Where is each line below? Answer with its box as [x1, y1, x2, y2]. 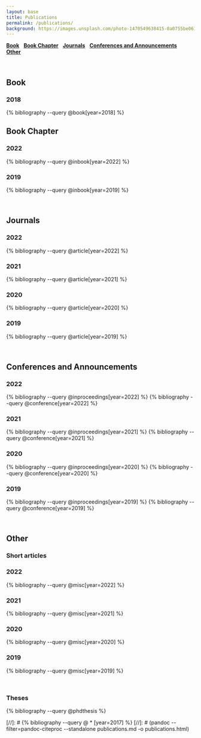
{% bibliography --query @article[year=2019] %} [6, 333, 127, 340]
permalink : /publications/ [6, 20, 74, 26]
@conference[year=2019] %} [22, 505, 95, 512]
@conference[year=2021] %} [22, 435, 95, 442]
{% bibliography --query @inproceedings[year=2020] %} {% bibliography [6, 463, 190, 471]
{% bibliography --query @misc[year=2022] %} [6, 581, 124, 588]
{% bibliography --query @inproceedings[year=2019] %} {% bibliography [6, 498, 188, 505]
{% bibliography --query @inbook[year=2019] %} [6, 186, 129, 194]
